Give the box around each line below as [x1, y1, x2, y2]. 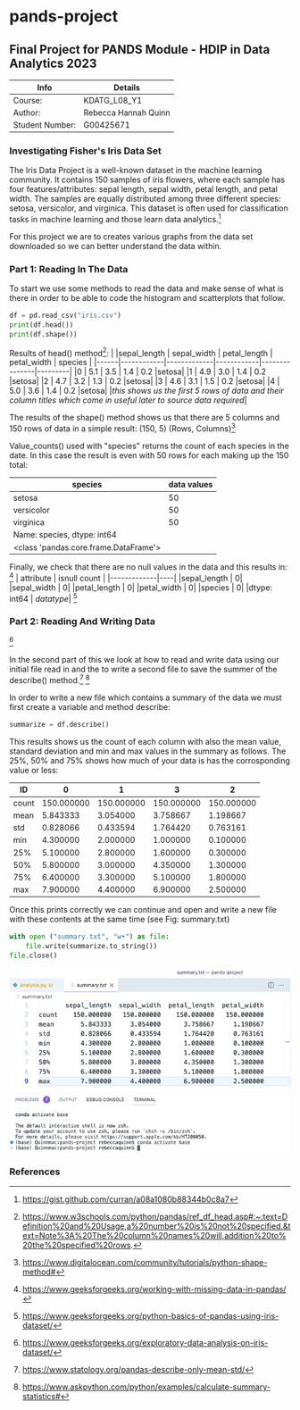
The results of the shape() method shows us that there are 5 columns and [9, 413, 280, 423]
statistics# [21, 1391, 61, 1402]
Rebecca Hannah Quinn [83, 107, 171, 118]
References [9, 1165, 61, 1178]
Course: [12, 95, 43, 105]
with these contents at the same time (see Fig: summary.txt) [9, 914, 230, 924]
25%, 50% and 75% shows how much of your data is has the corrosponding [9, 755, 290, 765]
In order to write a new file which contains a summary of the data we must [9, 692, 283, 703]
